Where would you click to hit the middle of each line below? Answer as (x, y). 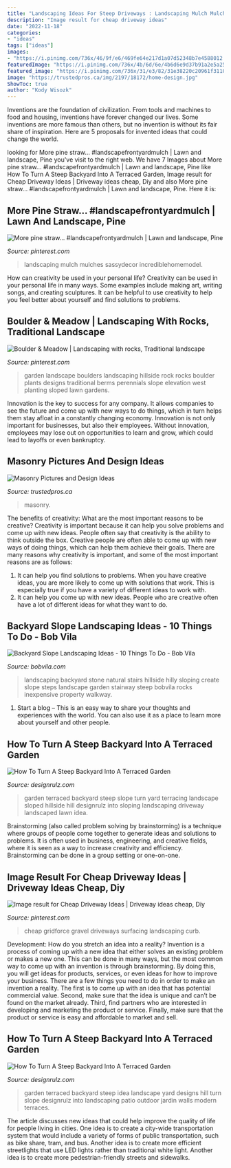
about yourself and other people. (64, 722)
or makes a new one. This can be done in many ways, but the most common (115, 959)
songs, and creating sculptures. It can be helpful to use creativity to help (110, 292)
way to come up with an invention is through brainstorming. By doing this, (111, 966)
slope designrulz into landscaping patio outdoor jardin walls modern (120, 1100)
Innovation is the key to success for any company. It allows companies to (111, 403)
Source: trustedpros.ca (40, 491)
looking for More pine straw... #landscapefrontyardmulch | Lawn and (104, 153)
